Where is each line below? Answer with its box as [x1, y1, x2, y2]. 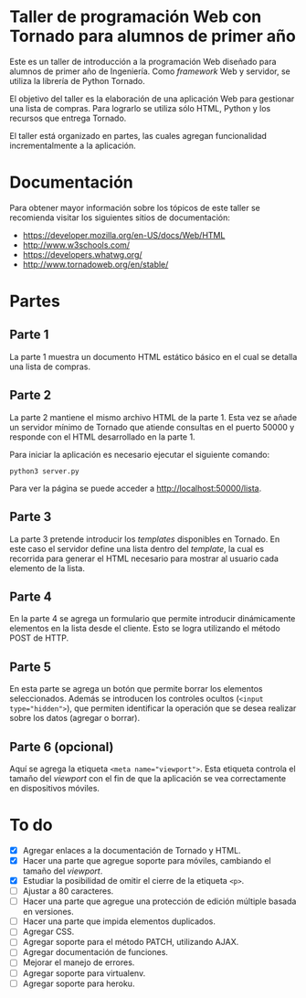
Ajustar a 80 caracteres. [22, 886, 114, 897]
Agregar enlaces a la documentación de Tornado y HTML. [22, 844, 241, 855]
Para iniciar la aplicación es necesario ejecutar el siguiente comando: [9, 449, 270, 460]
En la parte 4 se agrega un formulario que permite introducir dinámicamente [9, 613, 296, 624]
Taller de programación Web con [9, 6, 262, 27]
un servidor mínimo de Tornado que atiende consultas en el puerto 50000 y [9, 421, 295, 432]
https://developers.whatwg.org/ [22, 249, 143, 260]
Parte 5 [9, 659, 52, 674]
